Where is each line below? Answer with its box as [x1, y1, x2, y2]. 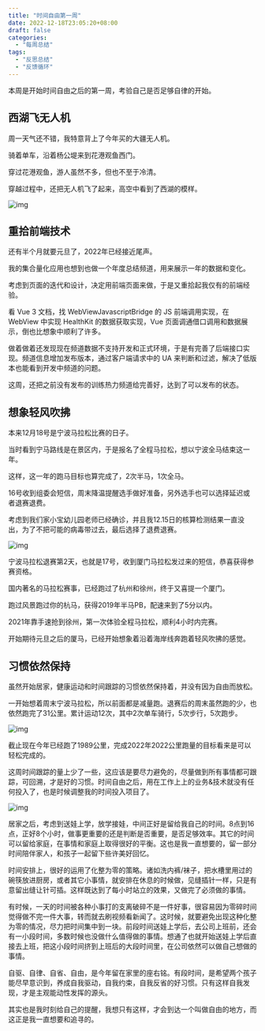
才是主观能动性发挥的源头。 [21, 988, 112, 997]
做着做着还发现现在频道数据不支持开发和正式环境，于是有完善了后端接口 [8, 344, 243, 353]
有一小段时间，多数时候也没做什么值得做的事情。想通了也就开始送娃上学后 [8, 931, 250, 941]
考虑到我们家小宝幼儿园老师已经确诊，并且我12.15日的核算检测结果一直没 [8, 515, 245, 525]
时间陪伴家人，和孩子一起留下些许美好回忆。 [8, 849, 154, 858]
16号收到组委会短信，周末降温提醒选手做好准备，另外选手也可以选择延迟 [8, 488, 244, 498]
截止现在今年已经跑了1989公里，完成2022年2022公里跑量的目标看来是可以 [8, 740, 252, 750]
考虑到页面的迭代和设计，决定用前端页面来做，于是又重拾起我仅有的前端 [8, 280, 243, 290]
